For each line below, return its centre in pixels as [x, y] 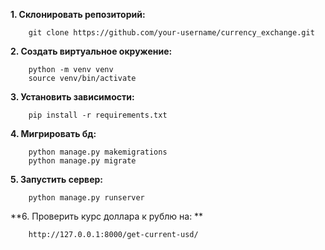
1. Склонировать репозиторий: [78, 14]
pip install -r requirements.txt [98, 115]
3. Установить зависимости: [72, 97]
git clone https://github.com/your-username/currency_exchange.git [171, 33]
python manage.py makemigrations [98, 152]
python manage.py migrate [82, 161]
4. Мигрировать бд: [53, 133]
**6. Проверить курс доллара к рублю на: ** [107, 216]
